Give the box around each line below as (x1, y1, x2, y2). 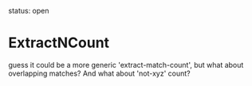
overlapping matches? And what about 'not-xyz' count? (8, 68, 191, 78)
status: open (8, 6, 49, 15)
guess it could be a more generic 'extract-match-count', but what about (8, 60, 244, 69)
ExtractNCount (8, 34, 110, 52)
